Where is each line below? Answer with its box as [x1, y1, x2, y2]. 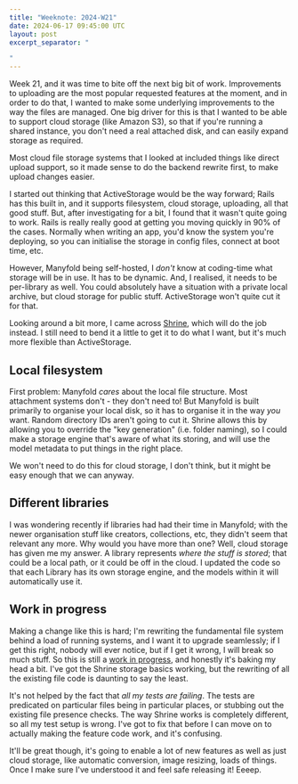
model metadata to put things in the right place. [9, 443, 183, 453]
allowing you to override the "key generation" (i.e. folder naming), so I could [9, 424, 287, 435]
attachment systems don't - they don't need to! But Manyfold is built [9, 396, 260, 406]
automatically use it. [9, 576, 83, 586]
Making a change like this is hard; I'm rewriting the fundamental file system [9, 625, 285, 636]
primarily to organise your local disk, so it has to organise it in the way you [9, 404, 281, 415]
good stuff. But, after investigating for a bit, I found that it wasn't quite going [9, 208, 287, 218]
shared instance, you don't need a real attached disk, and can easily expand [9, 126, 289, 136]
